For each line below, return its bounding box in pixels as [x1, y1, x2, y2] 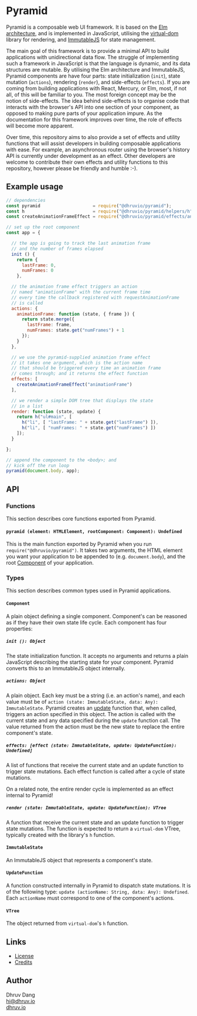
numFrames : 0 [21, 268, 54, 274]
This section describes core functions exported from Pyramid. [6, 515, 157, 522]
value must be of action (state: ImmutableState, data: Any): [6, 698, 158, 705]
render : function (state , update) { [11, 409, 101, 414]
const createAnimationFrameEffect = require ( [6, 214, 119, 220]
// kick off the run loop [6, 463, 69, 468]
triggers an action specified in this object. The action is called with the [6, 710, 176, 717]
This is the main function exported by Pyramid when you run [6, 541, 152, 548]
